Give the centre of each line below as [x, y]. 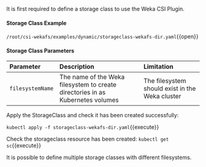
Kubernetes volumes [89, 100]
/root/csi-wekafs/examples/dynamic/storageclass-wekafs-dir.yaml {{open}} [102, 37]
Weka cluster [162, 96]
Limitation [158, 67]
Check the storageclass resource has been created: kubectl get [88, 139]
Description [77, 67]
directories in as [82, 93]
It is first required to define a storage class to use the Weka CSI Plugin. [96, 9]
